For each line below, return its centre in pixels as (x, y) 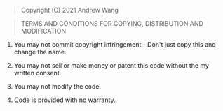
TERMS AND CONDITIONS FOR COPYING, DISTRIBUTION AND (112, 23)
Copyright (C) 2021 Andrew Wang (70, 10)
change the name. (40, 52)
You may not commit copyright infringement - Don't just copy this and (115, 44)
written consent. (38, 73)
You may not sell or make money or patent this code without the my (111, 65)
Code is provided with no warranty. (65, 100)
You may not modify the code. (58, 86)
